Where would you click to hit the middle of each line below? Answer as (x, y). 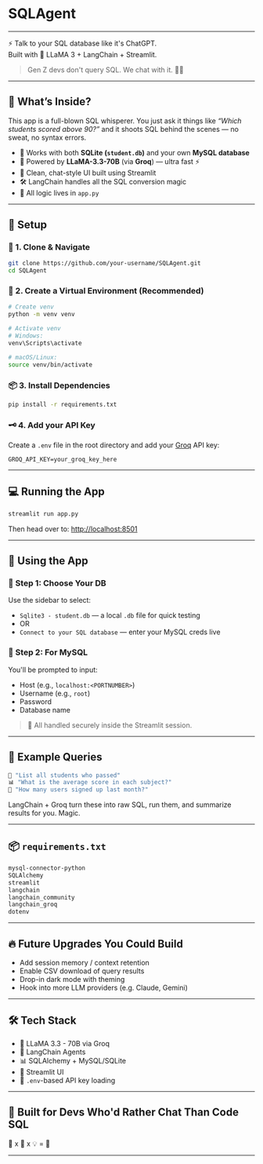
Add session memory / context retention (85, 962)
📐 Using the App (48, 561)
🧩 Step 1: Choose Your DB (58, 583)
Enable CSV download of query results (82, 971)
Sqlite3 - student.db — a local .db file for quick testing (110, 615)
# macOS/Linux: (33, 357)
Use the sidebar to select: (50, 600)
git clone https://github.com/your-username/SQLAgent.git (104, 264)
